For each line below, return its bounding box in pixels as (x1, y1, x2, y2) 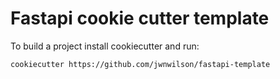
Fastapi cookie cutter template (10, 7, 270, 30)
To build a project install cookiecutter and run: (10, 40, 200, 52)
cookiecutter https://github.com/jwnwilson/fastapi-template (10, 59, 271, 69)
